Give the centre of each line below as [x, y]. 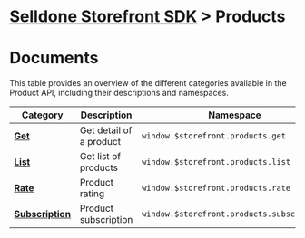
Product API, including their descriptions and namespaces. [119, 93]
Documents [54, 58]
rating [92, 194]
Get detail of [106, 130]
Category [42, 115]
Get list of [100, 157]
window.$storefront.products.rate [216, 188]
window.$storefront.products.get [214, 136]
